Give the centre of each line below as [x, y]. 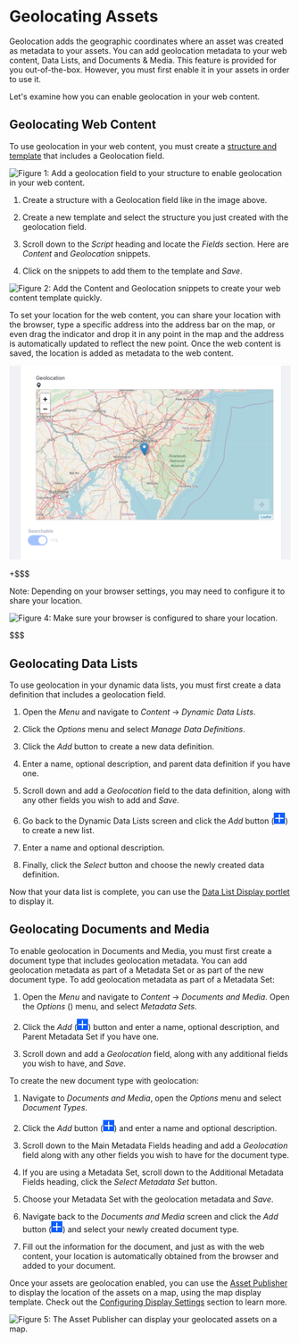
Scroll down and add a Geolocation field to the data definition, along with [156, 791]
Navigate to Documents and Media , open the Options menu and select [152, 1098]
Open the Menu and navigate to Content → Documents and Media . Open [156, 997]
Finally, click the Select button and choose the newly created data [143, 866]
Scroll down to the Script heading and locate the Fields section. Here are [156, 244]
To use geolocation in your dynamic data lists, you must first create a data [145, 685]
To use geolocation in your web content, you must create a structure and [143, 146]
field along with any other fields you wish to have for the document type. [156, 1154]
